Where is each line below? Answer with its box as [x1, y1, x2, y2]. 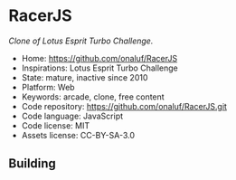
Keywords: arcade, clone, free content [21, 91, 165, 102]
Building [8, 156, 56, 172]
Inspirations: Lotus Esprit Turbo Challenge [21, 62, 178, 73]
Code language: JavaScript [21, 110, 124, 121]
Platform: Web [21, 81, 75, 92]
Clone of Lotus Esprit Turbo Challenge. [8, 35, 154, 46]
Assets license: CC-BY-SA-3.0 [21, 129, 136, 140]
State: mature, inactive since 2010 [21, 71, 148, 82]
